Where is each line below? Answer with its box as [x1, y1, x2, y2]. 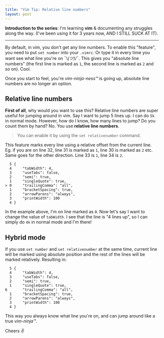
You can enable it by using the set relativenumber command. [17, 133, 141, 139]
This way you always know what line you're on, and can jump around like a [5, 313, 155, 319]
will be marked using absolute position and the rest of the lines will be [5, 252, 145, 258]
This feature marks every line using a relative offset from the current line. [5, 142, 152, 148]
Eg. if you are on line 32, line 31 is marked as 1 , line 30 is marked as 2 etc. [5, 147, 153, 153]
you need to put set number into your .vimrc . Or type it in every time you [5, 49, 150, 55]
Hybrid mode [5, 233, 46, 241]
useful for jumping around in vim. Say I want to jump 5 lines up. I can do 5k [5, 113, 155, 119]
